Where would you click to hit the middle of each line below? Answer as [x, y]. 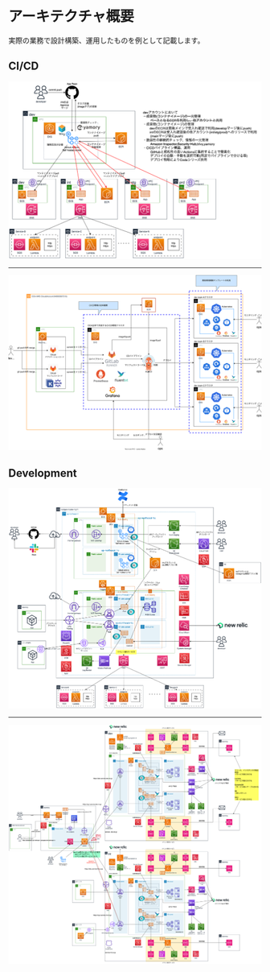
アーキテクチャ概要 [72, 17]
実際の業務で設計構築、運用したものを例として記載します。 [106, 40]
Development [43, 473]
